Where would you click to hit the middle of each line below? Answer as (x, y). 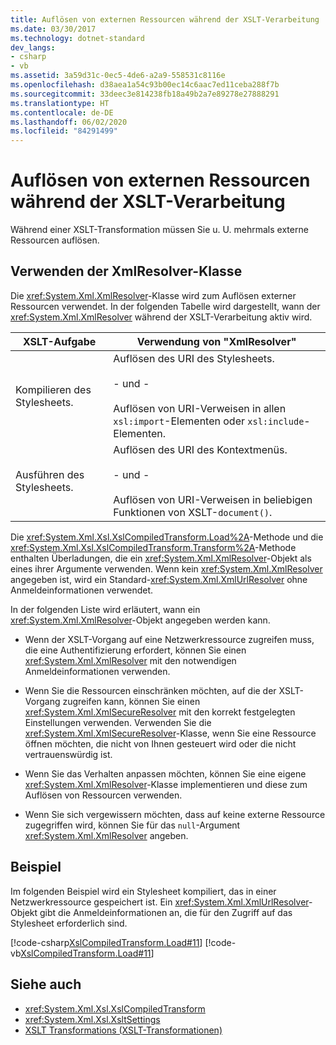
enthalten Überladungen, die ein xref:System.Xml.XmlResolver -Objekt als (161, 558)
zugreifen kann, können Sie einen (131, 701)
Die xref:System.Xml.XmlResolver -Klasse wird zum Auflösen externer (153, 295)
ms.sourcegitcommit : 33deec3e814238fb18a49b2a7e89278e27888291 (145, 94)
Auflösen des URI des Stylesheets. (194, 358)
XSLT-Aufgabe (59, 341)
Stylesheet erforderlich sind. (69, 923)
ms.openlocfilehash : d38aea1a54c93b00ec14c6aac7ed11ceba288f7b (145, 85)
